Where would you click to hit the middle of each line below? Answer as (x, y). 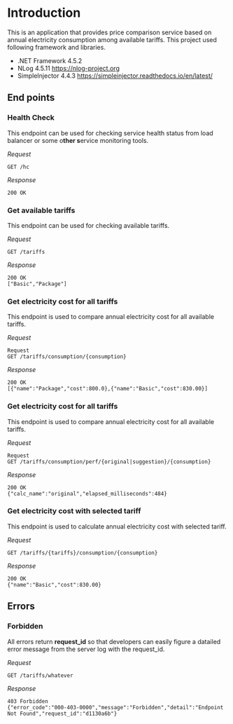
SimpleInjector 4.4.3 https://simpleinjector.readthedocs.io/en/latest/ (115, 76)
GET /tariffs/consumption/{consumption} (67, 357)
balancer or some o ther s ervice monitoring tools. (78, 140)
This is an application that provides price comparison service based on (110, 32)
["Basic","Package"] (37, 284)
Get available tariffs (41, 210)
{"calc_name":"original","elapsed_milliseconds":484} (87, 493)
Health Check (31, 118)
